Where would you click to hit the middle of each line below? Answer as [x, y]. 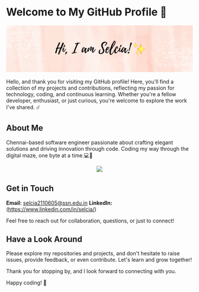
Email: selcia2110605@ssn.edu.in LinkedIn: [59, 203]
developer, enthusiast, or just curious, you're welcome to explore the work [97, 100]
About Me [25, 128]
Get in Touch [30, 188]
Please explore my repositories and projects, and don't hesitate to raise [93, 253]
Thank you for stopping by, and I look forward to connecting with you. [91, 271]
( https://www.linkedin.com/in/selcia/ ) [51, 209]
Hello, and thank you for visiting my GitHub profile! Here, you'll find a [90, 81]
